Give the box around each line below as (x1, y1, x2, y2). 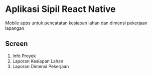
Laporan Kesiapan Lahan (12, 58, 64, 64)
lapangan (5, 25, 24, 31)
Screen (5, 40, 28, 48)
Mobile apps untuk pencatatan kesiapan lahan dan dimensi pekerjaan (5, 20, 148, 26)
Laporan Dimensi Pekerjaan (12, 63, 69, 69)
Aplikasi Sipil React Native (5, 3, 116, 15)
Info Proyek (12, 53, 36, 59)
